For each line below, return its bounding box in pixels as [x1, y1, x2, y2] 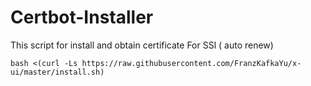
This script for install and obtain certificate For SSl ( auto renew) [10, 39, 274, 51]
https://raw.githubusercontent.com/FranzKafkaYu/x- [81, 58, 302, 68]
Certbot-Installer [10, 6, 154, 29]
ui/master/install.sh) [10, 67, 105, 77]
